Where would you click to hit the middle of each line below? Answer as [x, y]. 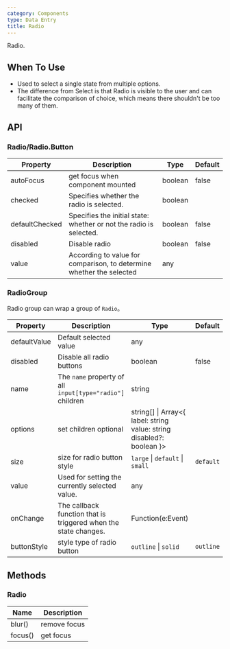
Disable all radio [84, 357]
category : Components [38, 13]
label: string [150, 421]
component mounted [102, 185]
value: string [151, 429]
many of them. [37, 106]
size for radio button [90, 458]
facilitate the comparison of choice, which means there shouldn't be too [118, 98]
